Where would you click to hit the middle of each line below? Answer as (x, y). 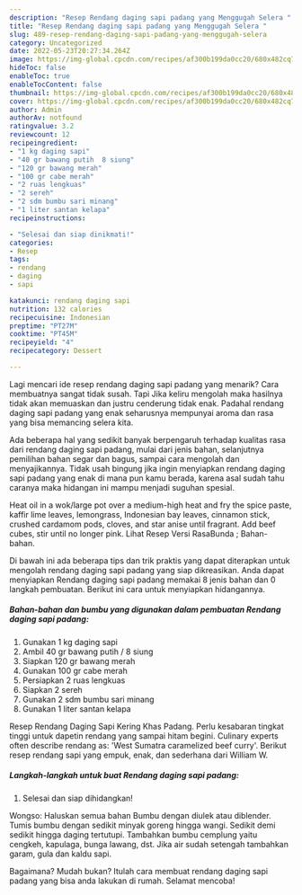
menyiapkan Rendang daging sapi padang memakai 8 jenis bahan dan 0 (142, 580)
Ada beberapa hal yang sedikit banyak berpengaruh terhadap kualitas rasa (147, 439)
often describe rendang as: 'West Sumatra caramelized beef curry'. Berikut (148, 745)
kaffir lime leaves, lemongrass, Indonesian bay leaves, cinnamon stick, (140, 514)
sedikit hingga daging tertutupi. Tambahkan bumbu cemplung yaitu (133, 834)
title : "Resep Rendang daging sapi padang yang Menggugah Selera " (138, 26)
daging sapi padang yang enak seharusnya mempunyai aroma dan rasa (142, 412)
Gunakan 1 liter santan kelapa (77, 709)
